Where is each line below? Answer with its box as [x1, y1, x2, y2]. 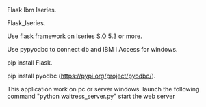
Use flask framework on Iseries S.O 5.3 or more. [7, 32, 142, 40]
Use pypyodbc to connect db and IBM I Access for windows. [7, 46, 178, 53]
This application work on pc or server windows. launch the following [7, 85, 200, 93]
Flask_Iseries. [7, 19, 46, 27]
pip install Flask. [7, 59, 53, 67]
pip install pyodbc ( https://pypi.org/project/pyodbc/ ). [7, 72, 156, 80]
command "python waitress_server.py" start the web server [7, 92, 176, 100]
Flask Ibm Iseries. [7, 6, 57, 14]
